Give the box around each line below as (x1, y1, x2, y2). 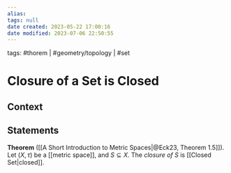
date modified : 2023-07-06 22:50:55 (7, 29, 114, 37)
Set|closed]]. (7, 158, 45, 166)
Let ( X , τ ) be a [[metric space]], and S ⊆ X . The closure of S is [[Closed (7, 151, 211, 159)
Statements (7, 125, 59, 137)
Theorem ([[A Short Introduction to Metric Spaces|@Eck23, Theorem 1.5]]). (7, 143, 225, 151)
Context (7, 100, 43, 112)
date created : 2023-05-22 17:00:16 (7, 23, 111, 30)
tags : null (7, 17, 39, 24)
